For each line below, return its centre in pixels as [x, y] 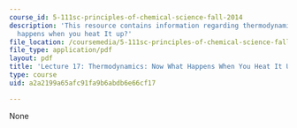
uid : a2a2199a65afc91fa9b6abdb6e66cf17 [83, 83]
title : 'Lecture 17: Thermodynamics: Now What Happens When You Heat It [146, 67]
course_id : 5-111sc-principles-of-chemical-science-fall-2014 [126, 17]
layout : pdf [31, 58]
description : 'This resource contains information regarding [124, 26]
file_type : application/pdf [61, 50]
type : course [33, 75]
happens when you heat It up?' [75, 34]
